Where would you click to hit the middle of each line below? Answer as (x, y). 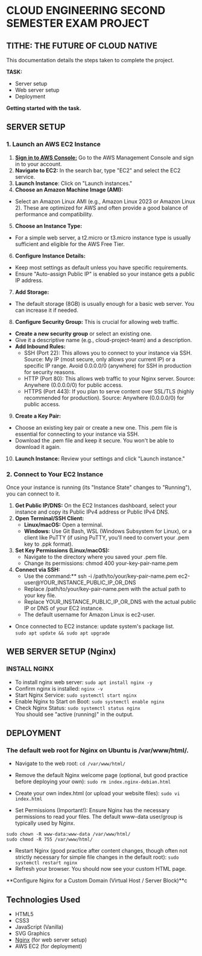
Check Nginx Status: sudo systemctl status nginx (77, 708)
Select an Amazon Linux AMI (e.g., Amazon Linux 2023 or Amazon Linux (105, 201)
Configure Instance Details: (50, 256)
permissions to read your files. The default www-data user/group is (99, 817)
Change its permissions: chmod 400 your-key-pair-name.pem (101, 563)
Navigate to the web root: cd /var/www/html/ (70, 764)
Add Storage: (32, 292)
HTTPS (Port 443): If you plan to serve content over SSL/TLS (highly (109, 391)
